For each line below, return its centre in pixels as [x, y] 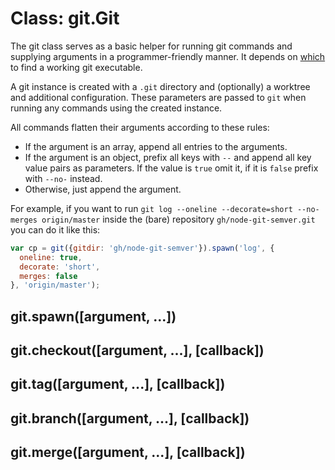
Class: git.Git [65, 18]
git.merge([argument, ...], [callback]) [128, 452]
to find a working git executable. [76, 67]
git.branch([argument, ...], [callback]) [130, 418]
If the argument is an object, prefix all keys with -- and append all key [168, 157]
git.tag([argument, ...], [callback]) [118, 384]
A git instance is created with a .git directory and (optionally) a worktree [160, 86]
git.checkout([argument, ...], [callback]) [137, 350]
